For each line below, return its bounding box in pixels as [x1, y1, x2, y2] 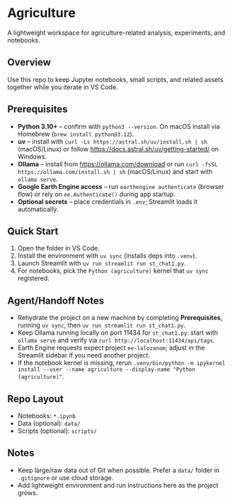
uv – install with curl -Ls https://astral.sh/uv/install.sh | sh [17, 137, 207, 146]
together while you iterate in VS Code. [7, 83, 118, 91]
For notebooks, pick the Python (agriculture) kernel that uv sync [17, 267, 209, 275]
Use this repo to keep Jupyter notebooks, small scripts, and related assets [7, 75, 224, 84]
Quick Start [7, 225, 59, 237]
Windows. [17, 152, 47, 161]
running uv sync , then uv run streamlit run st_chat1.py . [17, 321, 186, 330]
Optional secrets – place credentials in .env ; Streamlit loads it [17, 197, 198, 206]
